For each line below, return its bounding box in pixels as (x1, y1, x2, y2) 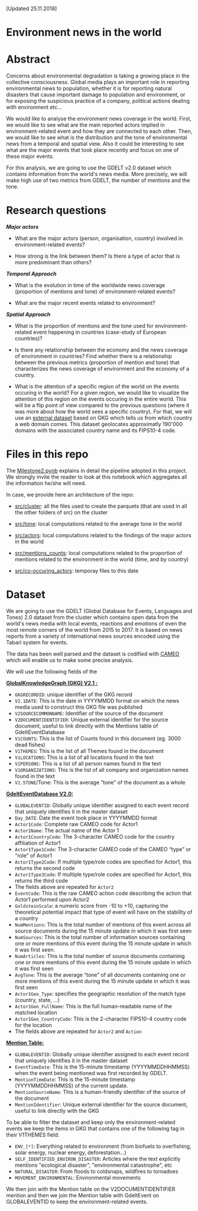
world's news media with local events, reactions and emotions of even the (6, 620, 187, 627)
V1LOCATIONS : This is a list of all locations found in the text (14, 754, 154, 761)
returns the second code (14, 864, 75, 871)
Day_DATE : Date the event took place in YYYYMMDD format (14, 814, 158, 821)
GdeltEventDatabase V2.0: (6, 790, 74, 797)
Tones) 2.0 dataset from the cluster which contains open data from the (6, 613, 178, 621)
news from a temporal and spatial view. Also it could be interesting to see (6, 140, 184, 147)
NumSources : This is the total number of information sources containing (14, 933, 186, 940)
